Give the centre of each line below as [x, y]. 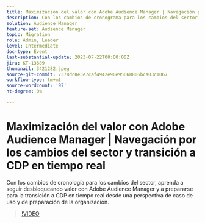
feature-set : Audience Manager [46, 29]
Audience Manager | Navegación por [102, 140]
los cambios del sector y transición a [101, 153]
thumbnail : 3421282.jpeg [38, 69]
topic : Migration [28, 35]
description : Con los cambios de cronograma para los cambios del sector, [103, 18]
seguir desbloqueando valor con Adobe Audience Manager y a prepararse [100, 189]
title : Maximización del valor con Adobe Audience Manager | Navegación [101, 12]
